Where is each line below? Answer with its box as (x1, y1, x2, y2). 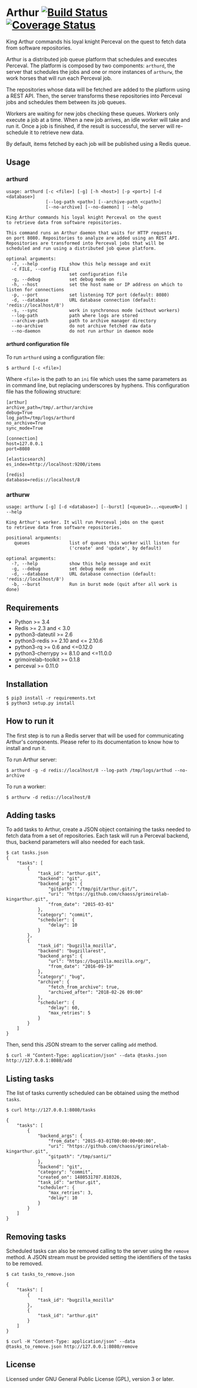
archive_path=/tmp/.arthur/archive (6, 405, 94, 410)
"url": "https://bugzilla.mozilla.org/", (48, 959, 151, 965)
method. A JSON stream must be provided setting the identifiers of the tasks (6, 1254, 192, 1260)
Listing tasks (6, 1074, 54, 1084)
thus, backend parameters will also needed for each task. (6, 839, 145, 846)
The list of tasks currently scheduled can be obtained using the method (6, 1090, 179, 1097)
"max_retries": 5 (48, 1010, 91, 1016)
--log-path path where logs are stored (11, 312, 138, 318)
